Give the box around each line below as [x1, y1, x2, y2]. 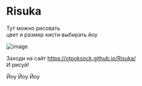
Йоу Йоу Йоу [6, 73, 40, 80]
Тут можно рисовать [6, 24, 61, 32]
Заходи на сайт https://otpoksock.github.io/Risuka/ [6, 54, 136, 62]
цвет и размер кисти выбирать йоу [6, 30, 98, 38]
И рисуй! [6, 61, 29, 68]
